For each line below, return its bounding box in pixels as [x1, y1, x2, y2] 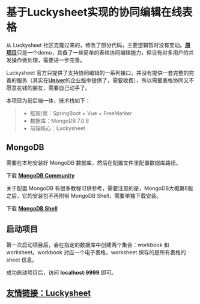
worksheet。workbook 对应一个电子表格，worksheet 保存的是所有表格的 [6, 248, 186, 255]
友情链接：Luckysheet [6, 288, 91, 298]
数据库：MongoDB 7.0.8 [29, 117, 89, 124]
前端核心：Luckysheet [29, 124, 85, 132]
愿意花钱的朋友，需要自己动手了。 [6, 84, 91, 91]
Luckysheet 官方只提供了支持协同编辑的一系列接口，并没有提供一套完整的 [6, 69, 189, 76]
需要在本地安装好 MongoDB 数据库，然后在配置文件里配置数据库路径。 [6, 159, 181, 166]
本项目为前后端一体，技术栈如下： [6, 97, 91, 104]
